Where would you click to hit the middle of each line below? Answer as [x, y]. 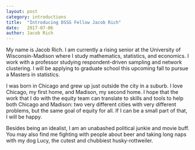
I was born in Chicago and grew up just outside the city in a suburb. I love [94, 86]
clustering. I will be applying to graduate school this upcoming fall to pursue [97, 68]
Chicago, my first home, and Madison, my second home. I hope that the [92, 92]
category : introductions [36, 17]
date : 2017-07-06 [30, 28]
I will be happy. [24, 117]
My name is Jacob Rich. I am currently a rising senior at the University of [93, 50]
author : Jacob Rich [30, 33]
